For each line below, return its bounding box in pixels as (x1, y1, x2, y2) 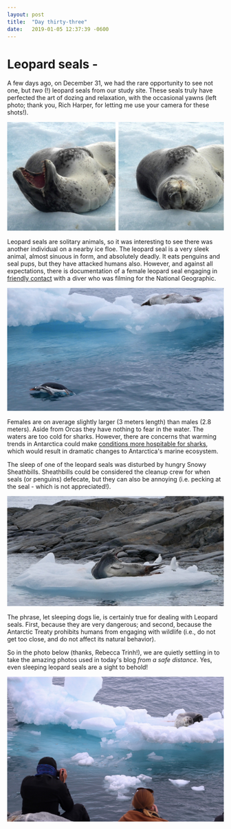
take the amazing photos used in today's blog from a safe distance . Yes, (7, 656, 212, 664)
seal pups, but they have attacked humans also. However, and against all (7, 259, 213, 268)
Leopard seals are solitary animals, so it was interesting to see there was (7, 238, 213, 246)
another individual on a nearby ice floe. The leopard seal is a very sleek (7, 245, 210, 253)
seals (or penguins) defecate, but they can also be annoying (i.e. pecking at (7, 475, 221, 483)
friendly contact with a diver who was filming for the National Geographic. (7, 274, 217, 283)
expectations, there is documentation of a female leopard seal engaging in (7, 267, 218, 275)
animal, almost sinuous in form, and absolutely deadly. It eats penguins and (7, 252, 221, 261)
